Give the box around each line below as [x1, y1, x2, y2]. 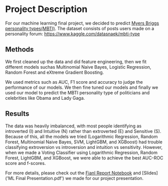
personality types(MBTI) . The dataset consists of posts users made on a [5, 25, 154, 31]
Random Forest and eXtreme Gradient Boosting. [5, 69, 104, 75]
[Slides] [142, 169, 158, 176]
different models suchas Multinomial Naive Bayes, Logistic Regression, [5, 64, 151, 70]
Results [5, 109, 30, 118]
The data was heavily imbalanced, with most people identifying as [5, 123, 142, 129]
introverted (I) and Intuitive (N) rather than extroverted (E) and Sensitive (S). [5, 128, 161, 134]
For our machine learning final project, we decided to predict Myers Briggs [5, 20, 159, 26]
